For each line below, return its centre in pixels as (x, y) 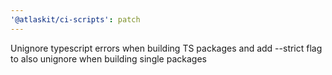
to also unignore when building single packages (108, 58)
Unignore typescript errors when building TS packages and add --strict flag (166, 48)
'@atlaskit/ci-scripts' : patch (75, 19)
